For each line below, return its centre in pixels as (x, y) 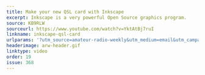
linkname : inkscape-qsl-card (43, 34)
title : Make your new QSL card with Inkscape (65, 12)
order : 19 (19, 57)
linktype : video (27, 51)
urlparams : (20, 40)
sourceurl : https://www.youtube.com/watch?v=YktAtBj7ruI (80, 29)
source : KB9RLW (26, 23)
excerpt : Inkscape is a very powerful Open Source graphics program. (97, 18)
